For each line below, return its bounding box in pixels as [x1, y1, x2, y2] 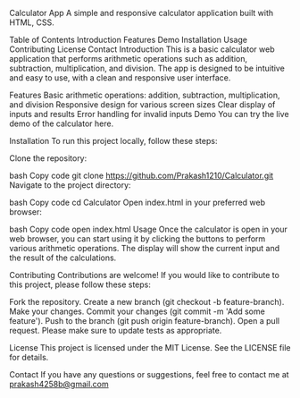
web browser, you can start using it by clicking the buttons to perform [9, 233, 266, 244]
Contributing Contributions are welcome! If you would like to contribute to [9, 270, 279, 280]
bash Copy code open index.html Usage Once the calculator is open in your [9, 224, 288, 234]
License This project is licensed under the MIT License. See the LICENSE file [9, 343, 291, 352]
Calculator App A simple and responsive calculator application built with [9, 8, 274, 18]
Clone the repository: [9, 153, 87, 164]
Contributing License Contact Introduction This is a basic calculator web [9, 44, 275, 55]
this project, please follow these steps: [9, 279, 152, 290]
